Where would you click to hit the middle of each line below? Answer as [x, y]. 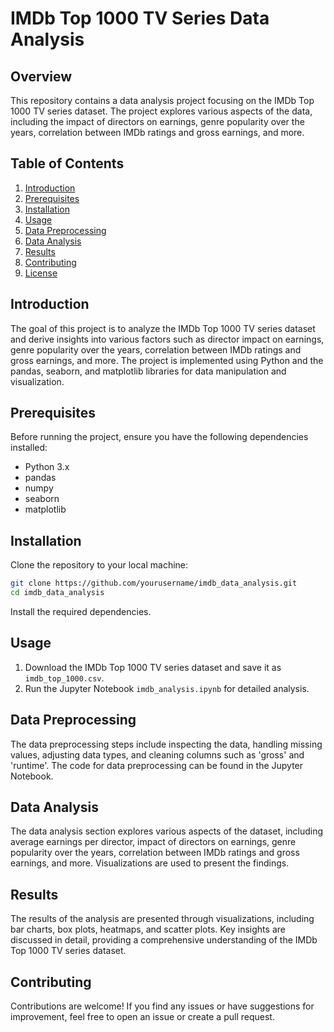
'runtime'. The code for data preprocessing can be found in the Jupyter [157, 765]
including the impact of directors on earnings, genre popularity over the [157, 121]
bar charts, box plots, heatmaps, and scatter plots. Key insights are [148, 929]
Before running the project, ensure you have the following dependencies [159, 437]
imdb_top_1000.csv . [64, 678]
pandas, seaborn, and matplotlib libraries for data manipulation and [148, 371]
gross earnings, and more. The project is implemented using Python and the [167, 360]
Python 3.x [47, 467]
